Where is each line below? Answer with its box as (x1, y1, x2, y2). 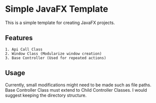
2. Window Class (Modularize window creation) (5, 51, 102, 56)
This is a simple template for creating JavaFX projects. (5, 20, 115, 26)
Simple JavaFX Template (5, 3, 108, 15)
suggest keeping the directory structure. (5, 92, 87, 98)
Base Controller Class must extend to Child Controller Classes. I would (5, 87, 147, 93)
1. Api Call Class (5, 47, 43, 52)
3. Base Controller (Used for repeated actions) (5, 55, 106, 60)
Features (5, 34, 33, 42)
